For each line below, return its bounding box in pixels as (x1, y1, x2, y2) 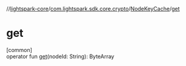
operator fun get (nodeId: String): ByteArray (6, 53, 114, 60)
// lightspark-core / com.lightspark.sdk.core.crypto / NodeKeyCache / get (6, 5, 181, 12)
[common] (6, 46, 32, 53)
